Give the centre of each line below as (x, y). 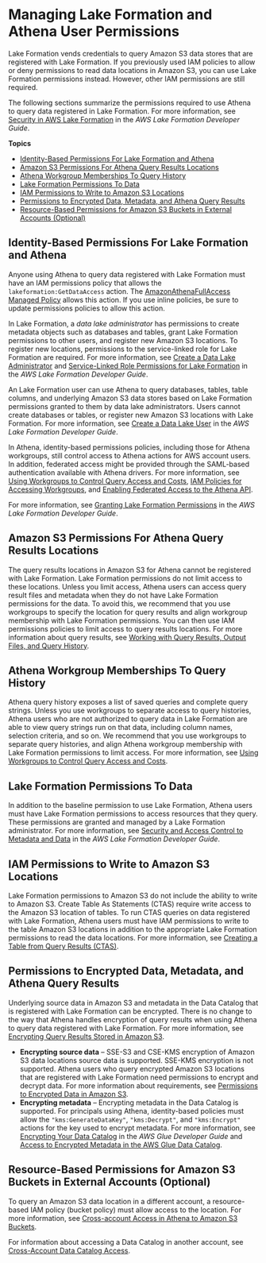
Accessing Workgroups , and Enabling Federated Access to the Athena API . (131, 489)
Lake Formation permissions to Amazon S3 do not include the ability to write (133, 896)
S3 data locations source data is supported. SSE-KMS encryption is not (137, 1060)
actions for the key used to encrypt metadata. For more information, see (137, 1128)
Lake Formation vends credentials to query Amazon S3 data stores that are (131, 53)
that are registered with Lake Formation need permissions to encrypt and (139, 1077)
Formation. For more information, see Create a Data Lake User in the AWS (129, 423)
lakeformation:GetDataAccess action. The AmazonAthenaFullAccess (120, 291)
